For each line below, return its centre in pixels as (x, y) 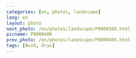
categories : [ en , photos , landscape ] (54, 12)
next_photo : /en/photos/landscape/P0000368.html (68, 29)
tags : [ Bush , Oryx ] (31, 46)
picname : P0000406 (29, 34)
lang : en (17, 18)
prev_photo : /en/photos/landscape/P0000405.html (68, 40)
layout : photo (24, 23)
